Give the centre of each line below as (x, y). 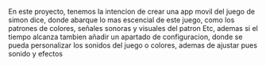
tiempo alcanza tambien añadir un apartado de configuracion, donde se (125, 37)
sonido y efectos (36, 54)
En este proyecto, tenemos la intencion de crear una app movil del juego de (132, 12)
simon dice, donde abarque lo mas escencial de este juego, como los (121, 20)
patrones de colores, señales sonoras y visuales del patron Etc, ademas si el (133, 28)
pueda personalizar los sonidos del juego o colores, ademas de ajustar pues (133, 45)
